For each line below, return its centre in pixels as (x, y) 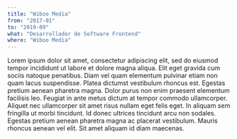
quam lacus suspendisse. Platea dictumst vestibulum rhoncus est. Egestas (116, 83)
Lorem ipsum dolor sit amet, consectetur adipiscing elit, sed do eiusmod (113, 60)
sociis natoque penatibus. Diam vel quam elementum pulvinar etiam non (112, 76)
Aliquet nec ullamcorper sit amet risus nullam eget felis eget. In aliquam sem (119, 106)
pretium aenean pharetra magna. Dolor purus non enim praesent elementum (119, 91)
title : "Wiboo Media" (39, 14)
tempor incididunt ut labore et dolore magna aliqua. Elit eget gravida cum (114, 68)
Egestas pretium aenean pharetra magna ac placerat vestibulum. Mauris (112, 121)
